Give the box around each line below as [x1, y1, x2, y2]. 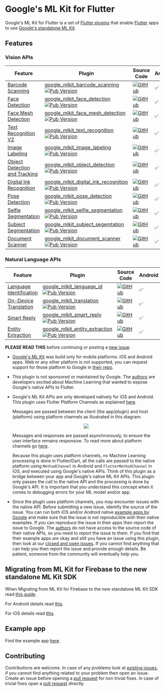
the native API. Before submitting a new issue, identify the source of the [12, 503, 158, 510]
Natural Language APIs [5, 256, 61, 263]
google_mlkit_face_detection [44, 95, 110, 102]
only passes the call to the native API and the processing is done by [12, 478, 150, 484]
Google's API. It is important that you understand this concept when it [12, 484, 153, 490]
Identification [7, 289, 38, 296]
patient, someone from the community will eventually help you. [12, 551, 140, 557]
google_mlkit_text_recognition [44, 126, 114, 133]
